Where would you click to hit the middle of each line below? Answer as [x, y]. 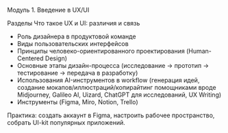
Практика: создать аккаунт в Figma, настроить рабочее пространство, [111, 115]
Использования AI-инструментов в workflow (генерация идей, [108, 80]
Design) [56, 58]
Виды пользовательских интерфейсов [73, 44]
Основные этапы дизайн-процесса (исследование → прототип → [113, 65]
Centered [30, 58]
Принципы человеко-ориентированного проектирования [101, 51]
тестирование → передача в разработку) [77, 73]
